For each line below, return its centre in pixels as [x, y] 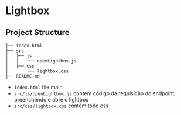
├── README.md [23, 76]
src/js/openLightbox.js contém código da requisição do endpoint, [95, 93]
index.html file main [38, 87]
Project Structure [37, 32]
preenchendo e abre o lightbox [51, 100]
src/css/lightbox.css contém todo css [61, 106]
